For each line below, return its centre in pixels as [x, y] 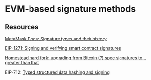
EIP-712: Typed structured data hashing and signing [57, 72]
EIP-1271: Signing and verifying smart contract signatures [63, 48]
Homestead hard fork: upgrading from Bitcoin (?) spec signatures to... [76, 58]
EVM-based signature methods [71, 9]
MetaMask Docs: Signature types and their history [56, 39]
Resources [22, 27]
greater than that [22, 63]
